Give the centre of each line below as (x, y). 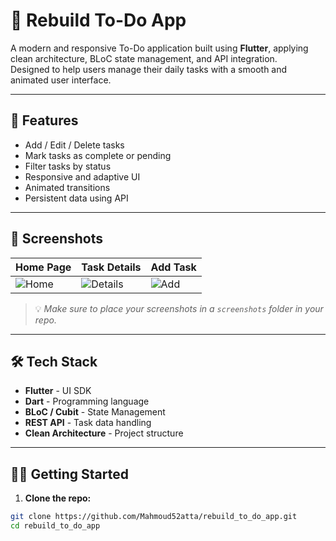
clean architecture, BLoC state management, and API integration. (144, 58)
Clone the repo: (58, 498)
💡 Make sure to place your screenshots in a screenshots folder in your (179, 308)
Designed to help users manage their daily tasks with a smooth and (149, 69)
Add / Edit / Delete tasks (74, 145)
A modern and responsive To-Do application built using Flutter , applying (159, 48)
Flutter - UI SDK (58, 391)
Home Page (43, 267)
